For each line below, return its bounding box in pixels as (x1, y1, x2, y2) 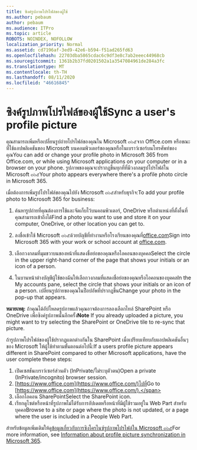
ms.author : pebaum (6, 14, 51, 20)
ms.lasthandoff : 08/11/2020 (6, 74, 75, 80)
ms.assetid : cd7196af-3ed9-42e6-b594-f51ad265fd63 (6, 47, 133, 53)
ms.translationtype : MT (6, 63, 65, 70)
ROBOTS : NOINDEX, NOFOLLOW (6, 36, 73, 42)
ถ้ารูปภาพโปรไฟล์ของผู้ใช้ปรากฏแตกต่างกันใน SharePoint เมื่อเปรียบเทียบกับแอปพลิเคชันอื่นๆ (6, 336, 189, 343)
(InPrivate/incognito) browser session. (14, 373, 108, 381)
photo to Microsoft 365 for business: (6, 195, 96, 203)
